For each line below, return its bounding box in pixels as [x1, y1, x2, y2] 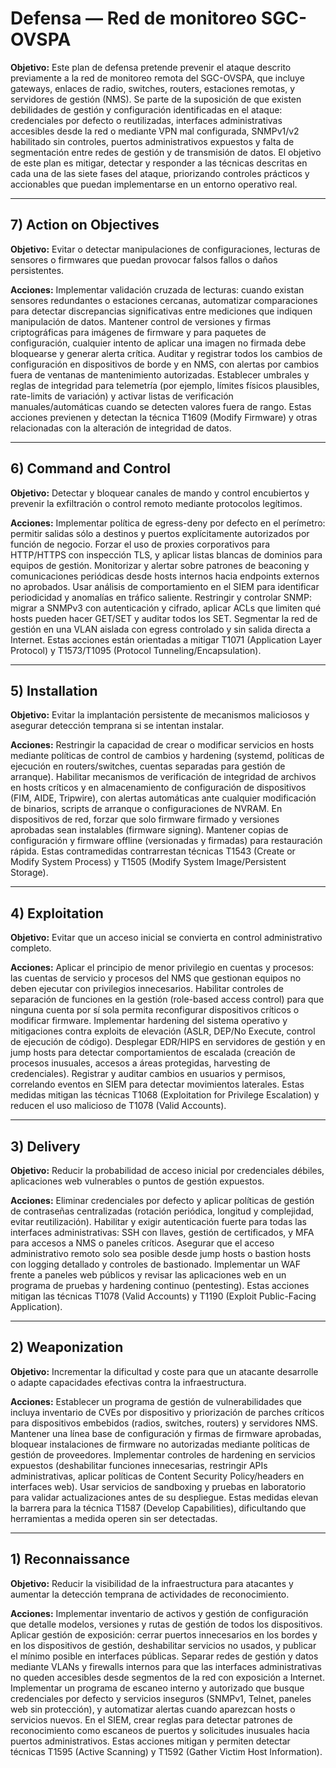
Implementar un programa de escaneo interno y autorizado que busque [10, 1682, 305, 1694]
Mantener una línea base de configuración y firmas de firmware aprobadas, [10, 1427, 322, 1439]
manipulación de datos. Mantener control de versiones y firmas [10, 315, 272, 327]
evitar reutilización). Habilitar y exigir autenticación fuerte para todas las [10, 1216, 307, 1227]
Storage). [10, 867, 49, 879]
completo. [10, 942, 52, 954]
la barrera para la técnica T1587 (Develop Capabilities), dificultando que [10, 1502, 307, 1514]
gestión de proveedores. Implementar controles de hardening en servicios [10, 1448, 316, 1461]
